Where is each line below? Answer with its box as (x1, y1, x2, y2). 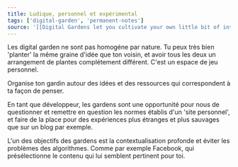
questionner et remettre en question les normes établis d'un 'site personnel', (7, 108, 230, 117)
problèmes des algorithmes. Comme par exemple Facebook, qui (7, 144, 195, 153)
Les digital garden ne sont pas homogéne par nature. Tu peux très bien (7, 43, 215, 52)
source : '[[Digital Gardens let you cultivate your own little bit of (7, 23, 220, 30)
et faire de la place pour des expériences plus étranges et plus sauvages (7, 115, 220, 124)
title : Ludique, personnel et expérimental (7, 10, 138, 18)
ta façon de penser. (7, 86, 64, 96)
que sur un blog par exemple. (7, 123, 93, 132)
